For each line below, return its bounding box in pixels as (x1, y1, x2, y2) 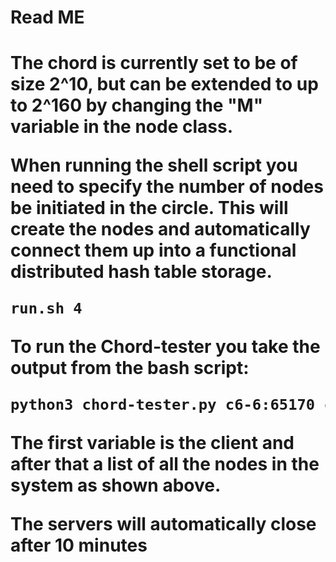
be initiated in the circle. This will (10, 197, 289, 220)
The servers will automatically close (10, 512, 317, 535)
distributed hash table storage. (10, 261, 273, 283)
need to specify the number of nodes (10, 176, 324, 198)
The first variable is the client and (10, 431, 295, 454)
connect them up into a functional (10, 239, 297, 262)
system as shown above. (10, 474, 222, 496)
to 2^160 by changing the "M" (10, 94, 264, 117)
